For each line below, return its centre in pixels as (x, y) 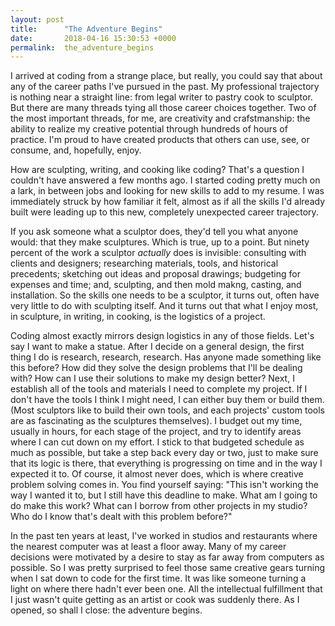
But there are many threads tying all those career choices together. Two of (163, 108)
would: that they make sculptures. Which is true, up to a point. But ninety (160, 242)
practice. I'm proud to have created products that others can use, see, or (160, 140)
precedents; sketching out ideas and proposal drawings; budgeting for (155, 274)
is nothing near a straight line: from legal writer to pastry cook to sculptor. (161, 97)
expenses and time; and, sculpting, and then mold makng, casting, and (156, 285)
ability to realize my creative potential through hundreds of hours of (149, 129)
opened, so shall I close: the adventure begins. (106, 610)
